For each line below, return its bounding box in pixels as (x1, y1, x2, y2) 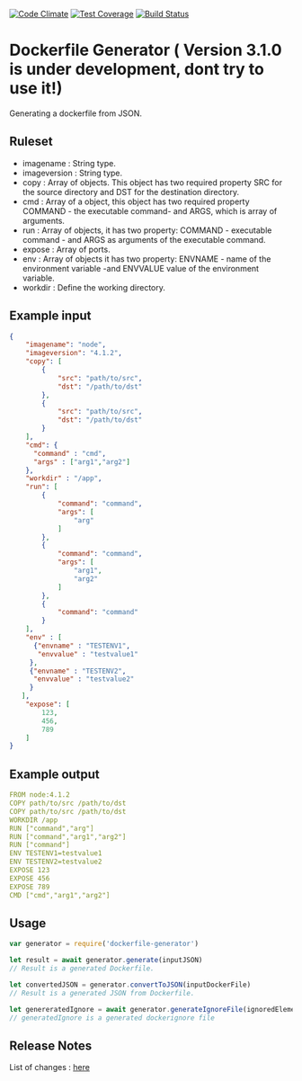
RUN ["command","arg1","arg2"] (9, 832, 127, 841)
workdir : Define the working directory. (22, 281, 166, 292)
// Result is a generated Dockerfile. (9, 964, 155, 973)
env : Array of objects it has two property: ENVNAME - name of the (22, 253, 271, 264)
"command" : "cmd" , (32, 449, 106, 458)
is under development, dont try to (9, 59, 265, 80)
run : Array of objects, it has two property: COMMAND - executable (22, 225, 272, 236)
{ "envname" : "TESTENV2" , (29, 666, 127, 675)
